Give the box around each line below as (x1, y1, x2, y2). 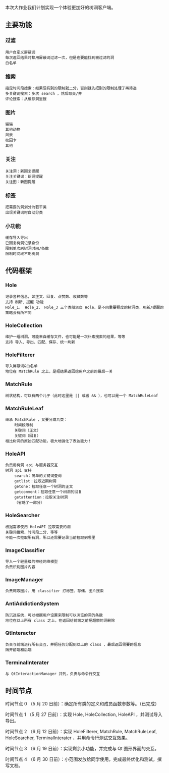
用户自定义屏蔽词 (5, 49, 36, 54)
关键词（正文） (14, 428, 41, 433)
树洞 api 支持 (5, 468, 32, 473)
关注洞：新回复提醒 (5, 169, 39, 174)
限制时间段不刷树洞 (5, 251, 39, 256)
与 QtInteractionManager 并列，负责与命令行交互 (5, 672, 100, 677)
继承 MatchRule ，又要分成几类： (5, 417, 68, 422)
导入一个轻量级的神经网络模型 (5, 559, 58, 564)
